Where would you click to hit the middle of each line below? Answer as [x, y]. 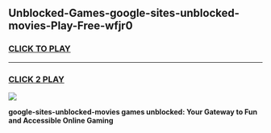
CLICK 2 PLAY [36, 79]
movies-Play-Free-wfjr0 [71, 26]
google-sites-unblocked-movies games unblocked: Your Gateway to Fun [133, 111]
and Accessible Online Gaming [61, 120]
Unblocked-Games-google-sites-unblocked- [124, 13]
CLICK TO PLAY [40, 49]
